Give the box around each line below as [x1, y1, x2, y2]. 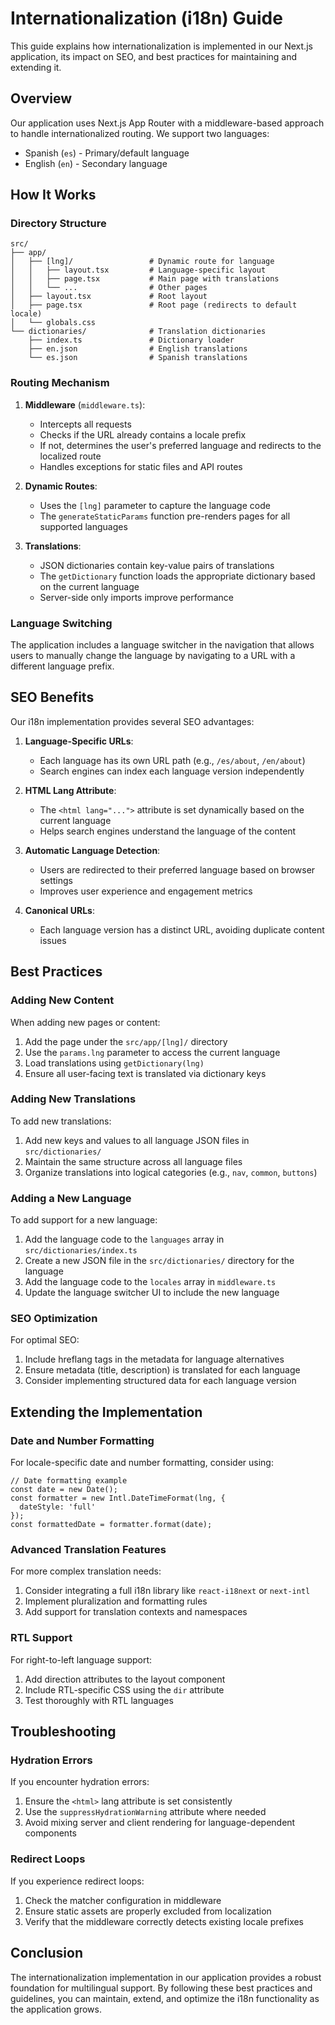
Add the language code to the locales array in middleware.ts [24, 1276, 277, 1288]
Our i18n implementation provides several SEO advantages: [10, 715, 255, 727]
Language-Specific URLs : [24, 735, 134, 747]
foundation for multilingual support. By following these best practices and [10, 1982, 313, 1994]
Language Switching [10, 616, 113, 630]
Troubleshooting [10, 1723, 117, 1741]
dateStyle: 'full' [19, 1502, 97, 1512]
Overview [10, 90, 73, 107]
